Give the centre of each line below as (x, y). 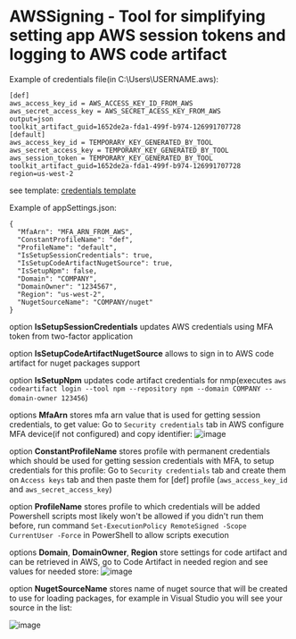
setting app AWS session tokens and (148, 35)
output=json (31, 119)
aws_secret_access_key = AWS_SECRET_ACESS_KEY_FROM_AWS (115, 111)
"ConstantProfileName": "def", (75, 240)
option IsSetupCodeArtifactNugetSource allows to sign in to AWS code (142, 353)
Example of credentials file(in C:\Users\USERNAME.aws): (114, 79)
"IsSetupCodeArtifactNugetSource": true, (95, 263)
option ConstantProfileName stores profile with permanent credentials (140, 451)
